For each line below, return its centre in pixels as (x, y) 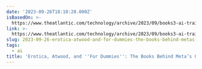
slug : (13, 40)
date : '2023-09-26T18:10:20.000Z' (50, 12)
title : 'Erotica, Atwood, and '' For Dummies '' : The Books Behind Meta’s (99, 56)
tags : (13, 46)
